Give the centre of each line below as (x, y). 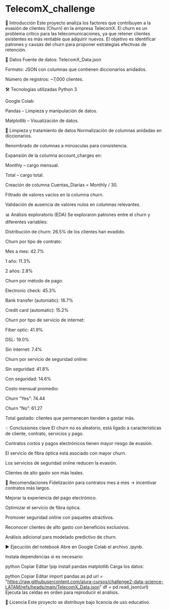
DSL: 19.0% (17, 339)
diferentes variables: (26, 222)
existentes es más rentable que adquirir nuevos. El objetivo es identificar (81, 39)
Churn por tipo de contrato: (34, 241)
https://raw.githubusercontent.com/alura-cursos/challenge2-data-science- (86, 581)
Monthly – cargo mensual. (32, 165)
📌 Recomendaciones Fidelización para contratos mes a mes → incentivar (81, 482)
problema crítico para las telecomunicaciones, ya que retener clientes (78, 33)
